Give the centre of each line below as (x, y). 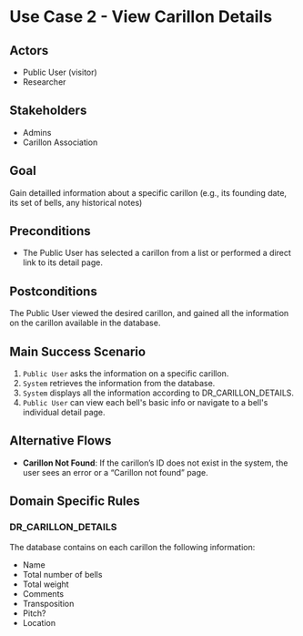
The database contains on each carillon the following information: (132, 547)
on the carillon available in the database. (85, 323)
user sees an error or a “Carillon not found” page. (116, 472)
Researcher (44, 82)
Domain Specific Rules (75, 502)
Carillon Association (60, 142)
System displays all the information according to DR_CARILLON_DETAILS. (158, 393)
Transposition (48, 603)
